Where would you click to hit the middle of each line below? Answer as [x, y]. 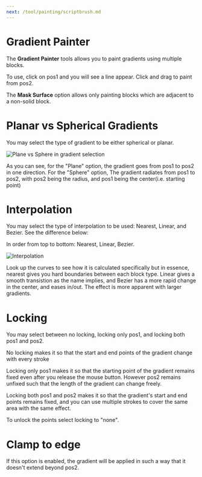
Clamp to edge [43, 444]
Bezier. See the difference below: [47, 233]
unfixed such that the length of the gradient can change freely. [84, 384]
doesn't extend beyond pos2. [43, 468]
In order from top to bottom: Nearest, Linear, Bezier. [70, 244]
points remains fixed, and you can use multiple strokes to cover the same [97, 402]
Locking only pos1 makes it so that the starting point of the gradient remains [100, 371]
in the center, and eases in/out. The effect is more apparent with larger [94, 287]
